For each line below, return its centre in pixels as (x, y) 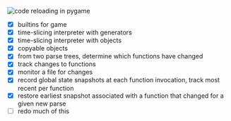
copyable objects (43, 49)
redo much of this (43, 111)
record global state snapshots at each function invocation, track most (119, 80)
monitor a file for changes (55, 72)
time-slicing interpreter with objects (70, 40)
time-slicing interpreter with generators (75, 32)
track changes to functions (57, 64)
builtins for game (42, 24)
